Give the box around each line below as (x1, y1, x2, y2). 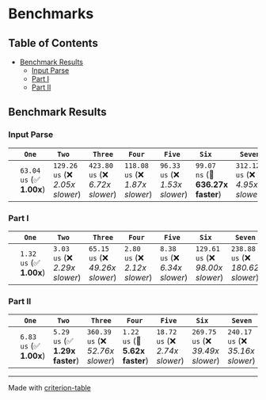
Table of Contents (8, 36, 99, 50)
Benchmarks (8, 5, 94, 23)
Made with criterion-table (8, 383, 91, 393)
